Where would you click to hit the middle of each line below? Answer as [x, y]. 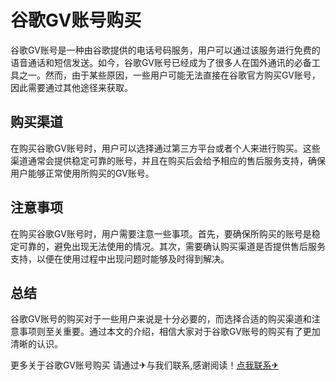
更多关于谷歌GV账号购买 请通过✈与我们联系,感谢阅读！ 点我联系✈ [145, 365]
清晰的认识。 [36, 344]
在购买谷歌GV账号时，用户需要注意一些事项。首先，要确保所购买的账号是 [161, 233]
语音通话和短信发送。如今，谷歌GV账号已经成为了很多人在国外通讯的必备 [161, 62]
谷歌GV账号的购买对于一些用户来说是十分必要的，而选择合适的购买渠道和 [161, 319]
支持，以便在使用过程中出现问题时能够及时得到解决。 [120, 258]
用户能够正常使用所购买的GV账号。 [82, 173]
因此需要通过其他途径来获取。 [71, 87]
